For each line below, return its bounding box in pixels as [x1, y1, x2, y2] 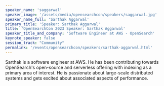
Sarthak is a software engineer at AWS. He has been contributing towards [5, 59, 159, 65]
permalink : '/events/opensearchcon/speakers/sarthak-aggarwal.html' [5, 45, 153, 50]
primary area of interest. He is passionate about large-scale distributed [5, 69, 153, 76]
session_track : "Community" [5, 40, 65, 46]
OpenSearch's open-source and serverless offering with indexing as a [5, 64, 152, 70]
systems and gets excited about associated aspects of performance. [5, 75, 148, 81]
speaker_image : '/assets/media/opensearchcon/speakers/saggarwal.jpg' [5, 12, 157, 17]
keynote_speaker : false [5, 36, 56, 41]
